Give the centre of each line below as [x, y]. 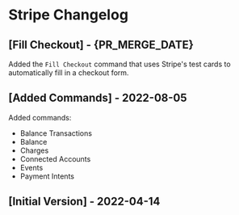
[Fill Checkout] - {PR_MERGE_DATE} [101, 45]
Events [31, 167]
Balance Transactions [56, 133]
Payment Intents [47, 176]
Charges [34, 150]
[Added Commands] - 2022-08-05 [98, 98]
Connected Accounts [55, 158]
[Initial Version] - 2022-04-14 [84, 202]
